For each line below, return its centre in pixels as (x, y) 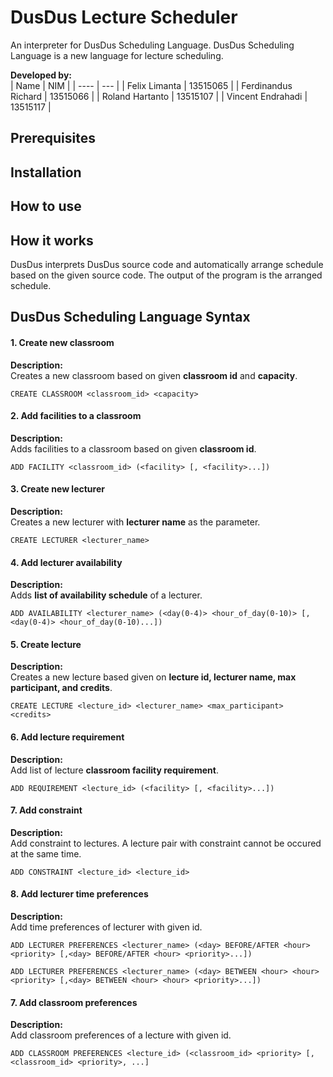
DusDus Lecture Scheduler (124, 17)
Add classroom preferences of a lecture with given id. (121, 1035)
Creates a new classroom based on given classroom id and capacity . (154, 375)
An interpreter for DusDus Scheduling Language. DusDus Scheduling (152, 45)
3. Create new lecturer (57, 489)
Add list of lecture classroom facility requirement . (114, 770)
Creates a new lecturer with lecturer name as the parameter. (135, 522)
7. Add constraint (46, 810)
